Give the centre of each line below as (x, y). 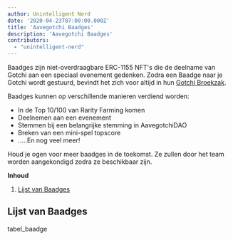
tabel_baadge (27, 229)
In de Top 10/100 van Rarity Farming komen (81, 110)
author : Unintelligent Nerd (49, 14)
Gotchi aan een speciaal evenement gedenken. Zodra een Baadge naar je (115, 75)
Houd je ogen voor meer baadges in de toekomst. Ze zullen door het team (116, 154)
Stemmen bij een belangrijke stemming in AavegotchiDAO (102, 125)
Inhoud (18, 176)
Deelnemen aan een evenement (64, 118)
